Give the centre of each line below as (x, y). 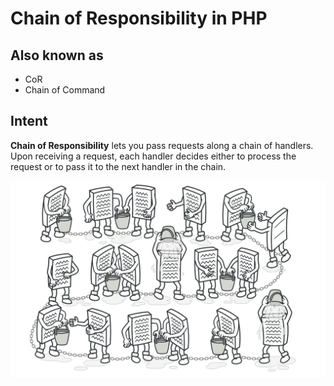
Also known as (57, 55)
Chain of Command (65, 90)
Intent (29, 121)
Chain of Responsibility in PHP (139, 18)
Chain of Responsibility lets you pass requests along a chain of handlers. (162, 145)
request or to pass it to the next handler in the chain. (118, 166)
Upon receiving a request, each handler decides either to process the (153, 156)
